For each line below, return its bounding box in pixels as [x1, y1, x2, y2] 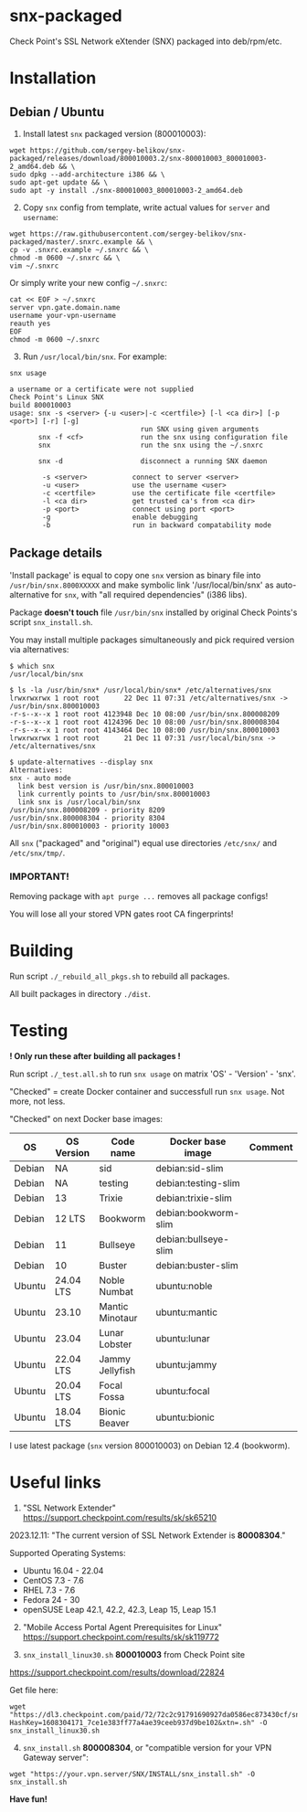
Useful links [9, 1472, 102, 1493]
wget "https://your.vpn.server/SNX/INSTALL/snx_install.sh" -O [9, 1769, 256, 1778]
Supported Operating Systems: [9, 1547, 126, 1558]
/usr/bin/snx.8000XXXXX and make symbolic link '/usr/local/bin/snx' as [9, 579, 274, 590]
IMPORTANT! [9, 870, 70, 883]
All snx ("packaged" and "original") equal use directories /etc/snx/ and [9, 837, 277, 848]
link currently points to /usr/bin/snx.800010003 [17, 789, 210, 799]
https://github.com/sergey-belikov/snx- [29, 145, 185, 155]
